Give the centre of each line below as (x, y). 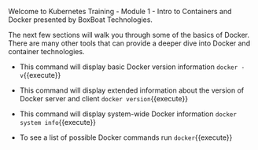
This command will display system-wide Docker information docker (128, 114)
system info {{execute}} (58, 122)
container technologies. (46, 51)
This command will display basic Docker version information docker (129, 67)
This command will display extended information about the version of (132, 90)
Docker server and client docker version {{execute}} (104, 99)
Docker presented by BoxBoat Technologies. (81, 20)
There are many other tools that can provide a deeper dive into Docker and (129, 43)
